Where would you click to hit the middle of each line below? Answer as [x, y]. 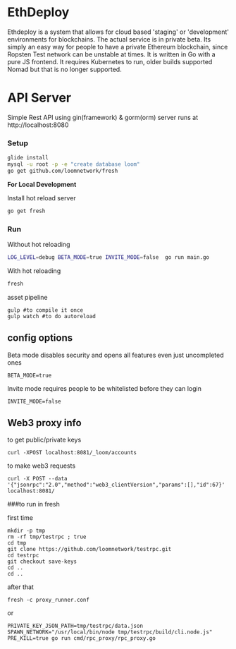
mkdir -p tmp [26, 531]
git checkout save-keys [42, 562]
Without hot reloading [39, 244]
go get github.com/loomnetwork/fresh [63, 171]
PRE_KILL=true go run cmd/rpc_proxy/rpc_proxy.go [82, 638]
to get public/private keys [44, 440]
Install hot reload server [42, 198]
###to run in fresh [33, 504]
